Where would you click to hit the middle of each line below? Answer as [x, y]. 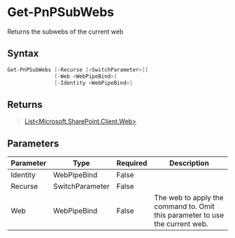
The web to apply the [188, 198]
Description [189, 163]
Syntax [23, 54]
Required [132, 163]
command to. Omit [184, 206]
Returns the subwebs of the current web [65, 31]
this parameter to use [189, 215]
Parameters [33, 143]
